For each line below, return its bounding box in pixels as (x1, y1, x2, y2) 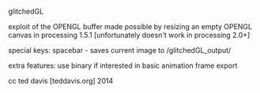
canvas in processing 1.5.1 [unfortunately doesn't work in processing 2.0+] (8, 31, 251, 39)
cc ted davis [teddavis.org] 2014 (8, 76, 114, 85)
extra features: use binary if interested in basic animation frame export (8, 61, 238, 70)
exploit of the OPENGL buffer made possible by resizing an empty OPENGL (8, 22, 253, 31)
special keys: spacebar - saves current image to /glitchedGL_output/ (8, 46, 232, 54)
